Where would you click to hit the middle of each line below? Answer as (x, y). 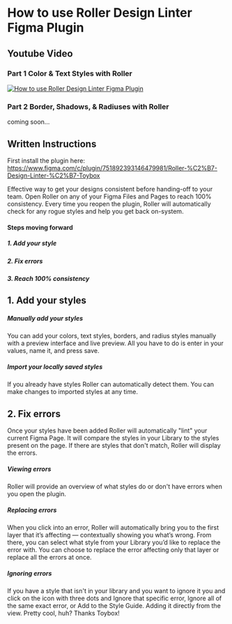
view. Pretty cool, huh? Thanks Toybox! (63, 613)
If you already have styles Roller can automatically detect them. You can (111, 384)
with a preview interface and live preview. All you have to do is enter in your (116, 343)
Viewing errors (29, 469)
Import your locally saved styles (55, 367)
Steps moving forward (40, 227)
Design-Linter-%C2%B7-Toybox (54, 175)
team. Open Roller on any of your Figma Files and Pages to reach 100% (109, 196)
